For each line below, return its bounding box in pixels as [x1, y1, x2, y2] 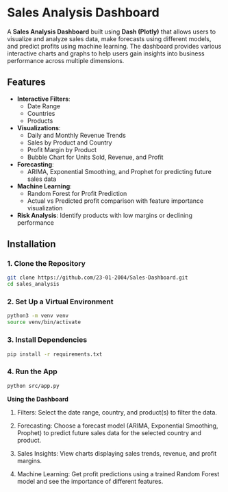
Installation [7, 238, 56, 250]
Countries [27, 109, 55, 117]
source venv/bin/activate [7, 319, 81, 326]
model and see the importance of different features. [16, 477, 164, 485]
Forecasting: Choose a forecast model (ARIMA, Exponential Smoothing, [16, 421, 218, 430]
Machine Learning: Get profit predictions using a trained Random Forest [16, 469, 220, 478]
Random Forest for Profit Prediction [27, 189, 127, 197]
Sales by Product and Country [27, 138, 112, 147]
